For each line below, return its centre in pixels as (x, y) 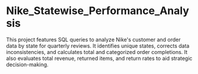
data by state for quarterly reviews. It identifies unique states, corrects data (98, 46)
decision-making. (27, 64)
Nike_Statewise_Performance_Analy (98, 11)
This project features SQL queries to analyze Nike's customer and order (93, 39)
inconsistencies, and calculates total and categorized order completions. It (97, 52)
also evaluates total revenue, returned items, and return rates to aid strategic (99, 58)
